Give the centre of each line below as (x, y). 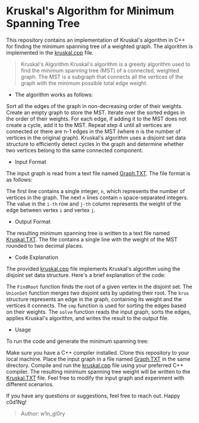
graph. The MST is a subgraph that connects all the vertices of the (102, 77)
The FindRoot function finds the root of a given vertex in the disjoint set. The (99, 286)
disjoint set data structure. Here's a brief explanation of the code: (86, 275)
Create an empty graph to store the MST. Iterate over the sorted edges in (96, 112)
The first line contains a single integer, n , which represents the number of (96, 191)
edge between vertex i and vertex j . (51, 210)
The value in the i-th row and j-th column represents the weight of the (94, 204)
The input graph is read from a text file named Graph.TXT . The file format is (98, 173)
